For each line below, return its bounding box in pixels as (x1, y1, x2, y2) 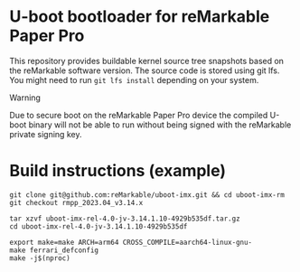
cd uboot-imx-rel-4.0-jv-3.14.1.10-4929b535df (9, 221, 188, 231)
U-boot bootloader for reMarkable (9, 6, 270, 27)
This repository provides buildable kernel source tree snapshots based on (9, 55, 285, 66)
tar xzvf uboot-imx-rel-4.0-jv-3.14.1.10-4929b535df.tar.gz (9, 214, 241, 223)
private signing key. (9, 128, 82, 139)
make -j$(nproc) (9, 253, 70, 263)
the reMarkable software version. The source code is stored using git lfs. (9, 65, 280, 76)
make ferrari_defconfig (9, 246, 99, 255)
